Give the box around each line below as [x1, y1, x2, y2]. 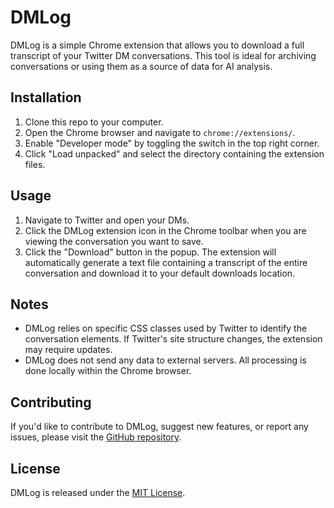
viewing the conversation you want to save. [24, 235, 204, 247]
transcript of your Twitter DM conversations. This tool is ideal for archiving [10, 49, 317, 61]
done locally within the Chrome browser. [24, 365, 192, 377]
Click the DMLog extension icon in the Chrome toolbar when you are [24, 224, 307, 236]
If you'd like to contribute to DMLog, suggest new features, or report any [10, 421, 309, 433]
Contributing [10, 394, 92, 411]
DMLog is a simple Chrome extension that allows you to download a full [10, 39, 305, 51]
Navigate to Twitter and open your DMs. [24, 214, 190, 226]
